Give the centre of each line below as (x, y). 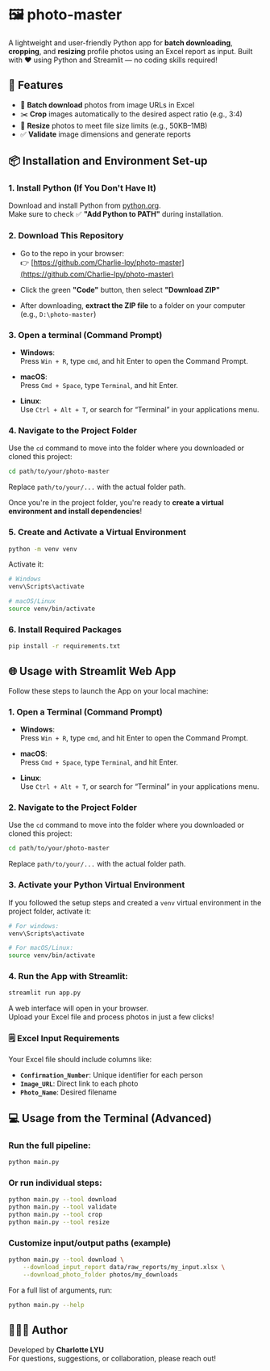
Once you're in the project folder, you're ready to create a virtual (116, 503)
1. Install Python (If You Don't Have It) (83, 188)
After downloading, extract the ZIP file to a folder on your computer (133, 305)
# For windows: (34, 926)
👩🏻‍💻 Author (38, 1330)
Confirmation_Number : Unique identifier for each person (111, 1074)
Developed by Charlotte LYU (56, 1349)
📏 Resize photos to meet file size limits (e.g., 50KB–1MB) (114, 125)
